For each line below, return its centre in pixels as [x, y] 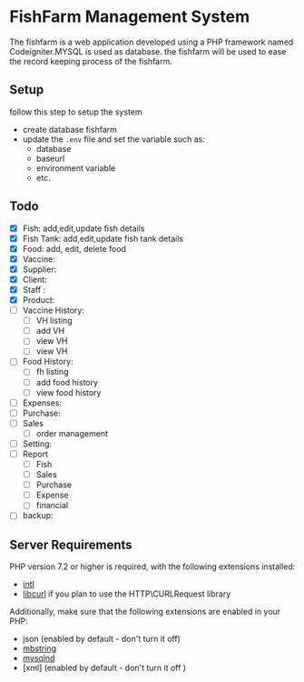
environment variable [76, 168]
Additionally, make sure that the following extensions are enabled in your [145, 612]
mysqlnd [39, 658]
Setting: [37, 444]
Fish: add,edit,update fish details [83, 228]
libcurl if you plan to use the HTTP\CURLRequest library [127, 594]
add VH [50, 331]
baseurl [50, 158]
